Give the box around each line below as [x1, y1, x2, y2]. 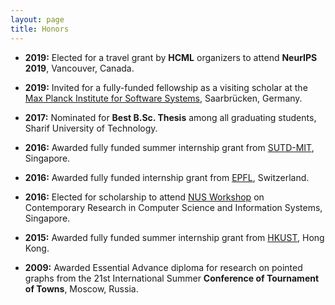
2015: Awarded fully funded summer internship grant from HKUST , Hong [24, 231, 325, 243]
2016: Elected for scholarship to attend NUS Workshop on [24, 191, 265, 203]
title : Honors [10, 24, 70, 34]
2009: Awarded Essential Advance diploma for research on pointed [24, 261, 303, 273]
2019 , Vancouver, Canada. [24, 62, 135, 74]
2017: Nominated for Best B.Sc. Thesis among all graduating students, [24, 111, 317, 123]
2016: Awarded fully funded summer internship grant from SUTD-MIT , [24, 141, 315, 153]
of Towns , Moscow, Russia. [24, 282, 139, 295]
